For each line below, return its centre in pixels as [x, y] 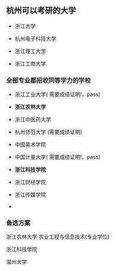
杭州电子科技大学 [35, 38]
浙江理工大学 [30, 51]
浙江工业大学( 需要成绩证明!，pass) [57, 94]
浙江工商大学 [30, 63]
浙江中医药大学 [33, 119]
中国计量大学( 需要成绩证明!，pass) [57, 157]
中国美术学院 [30, 145]
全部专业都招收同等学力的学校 [49, 80]
